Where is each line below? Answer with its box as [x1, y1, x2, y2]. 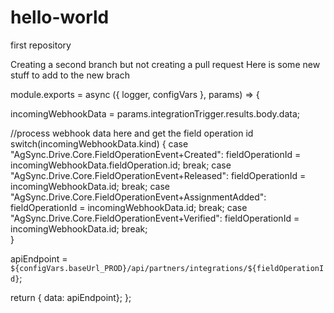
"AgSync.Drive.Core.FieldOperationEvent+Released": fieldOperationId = [10, 169, 307, 181]
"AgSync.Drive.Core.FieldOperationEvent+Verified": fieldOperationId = [10, 212, 300, 224]
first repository [10, 39, 72, 51]
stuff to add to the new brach [10, 69, 131, 81]
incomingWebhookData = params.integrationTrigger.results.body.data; [10, 107, 300, 120]
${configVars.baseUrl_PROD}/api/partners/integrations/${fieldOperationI [10, 263, 325, 273]
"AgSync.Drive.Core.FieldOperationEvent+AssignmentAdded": [10, 191, 267, 203]
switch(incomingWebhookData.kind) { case [10, 137, 189, 150]
